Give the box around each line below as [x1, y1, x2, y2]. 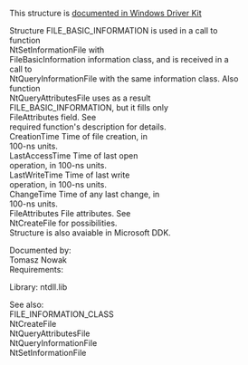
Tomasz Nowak [9, 255, 68, 265]
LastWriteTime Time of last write [9, 169, 130, 180]
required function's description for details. [9, 121, 167, 132]
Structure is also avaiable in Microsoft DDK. [9, 227, 172, 238]
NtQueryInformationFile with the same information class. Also [9, 73, 239, 84]
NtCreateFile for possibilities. [9, 217, 118, 228]
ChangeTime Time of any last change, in [9, 189, 160, 199]
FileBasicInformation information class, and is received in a [9, 54, 229, 64]
